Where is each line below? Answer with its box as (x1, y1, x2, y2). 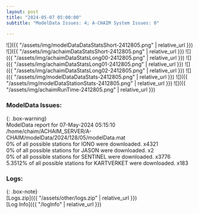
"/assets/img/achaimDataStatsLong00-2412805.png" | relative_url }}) (14, 55, 185, 62)
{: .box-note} (6, 188, 38, 195)
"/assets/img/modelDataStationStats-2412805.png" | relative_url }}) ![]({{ (6, 80, 186, 87)
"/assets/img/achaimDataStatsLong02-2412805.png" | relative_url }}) (14, 67, 185, 74)
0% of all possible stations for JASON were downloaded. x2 (6, 146, 154, 153)
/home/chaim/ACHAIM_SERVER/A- (6, 127, 92, 135)
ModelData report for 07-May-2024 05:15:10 (6, 121, 116, 128)
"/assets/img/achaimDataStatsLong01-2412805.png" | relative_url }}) (14, 61, 184, 68)
